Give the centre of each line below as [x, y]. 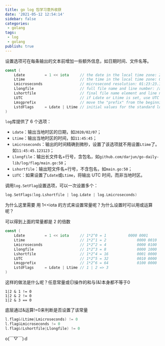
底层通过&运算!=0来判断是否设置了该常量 [47, 310]
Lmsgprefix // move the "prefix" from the [79, 102]
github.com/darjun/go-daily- [129, 157]
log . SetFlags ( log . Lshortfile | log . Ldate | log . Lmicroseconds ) [71, 195]
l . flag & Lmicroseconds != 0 [33, 324]
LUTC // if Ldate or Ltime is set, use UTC [87, 98]
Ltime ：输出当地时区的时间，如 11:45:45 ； [55, 138]
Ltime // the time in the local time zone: [85, 79]
